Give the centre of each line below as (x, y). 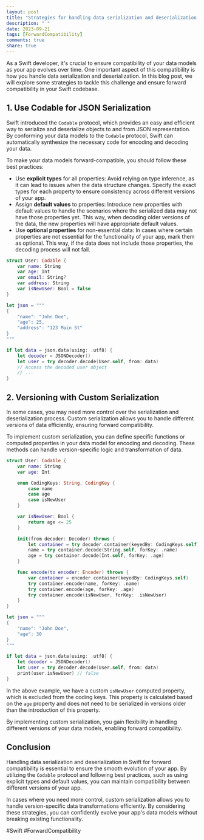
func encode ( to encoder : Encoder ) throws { (73, 572)
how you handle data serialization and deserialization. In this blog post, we (99, 76)
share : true (21, 46)
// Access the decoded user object (62, 367)
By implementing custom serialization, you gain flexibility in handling (92, 722)
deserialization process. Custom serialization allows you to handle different (100, 418)
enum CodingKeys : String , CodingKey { (66, 483)
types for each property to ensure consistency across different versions (105, 191)
